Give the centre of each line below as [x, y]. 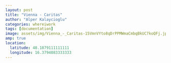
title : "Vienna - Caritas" [34, 15]
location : [16, 43]
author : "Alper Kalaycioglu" [36, 19]
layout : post [19, 10]
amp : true [16, 39]
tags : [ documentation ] [29, 29]
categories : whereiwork [31, 24]
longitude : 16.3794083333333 [41, 52]
